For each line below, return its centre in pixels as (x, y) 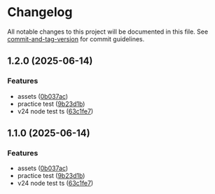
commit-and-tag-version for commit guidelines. (76, 39)
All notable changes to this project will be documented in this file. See (108, 32)
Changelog (40, 12)
